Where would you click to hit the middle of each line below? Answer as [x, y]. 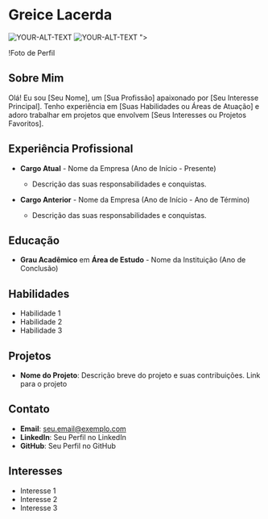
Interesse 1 [38, 491]
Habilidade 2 [41, 322]
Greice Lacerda [60, 15]
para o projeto [43, 384]
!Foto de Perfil [32, 52]
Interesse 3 [39, 508]
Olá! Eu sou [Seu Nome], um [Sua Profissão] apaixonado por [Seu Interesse [134, 98]
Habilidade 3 [41, 331]
